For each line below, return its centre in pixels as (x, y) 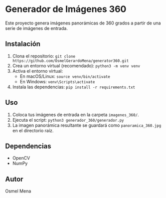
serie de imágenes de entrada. (37, 28)
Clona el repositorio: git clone (44, 56)
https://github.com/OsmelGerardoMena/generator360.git (71, 61)
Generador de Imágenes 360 (66, 9)
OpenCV (21, 158)
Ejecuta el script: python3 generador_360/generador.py (68, 120)
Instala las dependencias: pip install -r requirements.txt (74, 87)
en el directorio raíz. (33, 130)
